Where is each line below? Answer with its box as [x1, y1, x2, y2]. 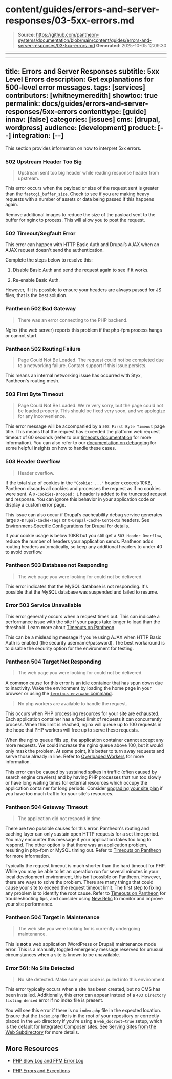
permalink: [5, 99, 41, 108]
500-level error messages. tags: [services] [5, 83, 146, 92]
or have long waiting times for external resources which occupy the [5, 780, 147, 786]
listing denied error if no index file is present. [5, 997, 104, 1003]
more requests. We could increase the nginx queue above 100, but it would [5, 742, 163, 749]
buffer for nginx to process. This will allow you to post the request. [5, 217, 145, 223]
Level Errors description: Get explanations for [5, 75, 154, 84]
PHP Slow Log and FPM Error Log [12, 1058, 84, 1064]
